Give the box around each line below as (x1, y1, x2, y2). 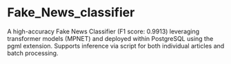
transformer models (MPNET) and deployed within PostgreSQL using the (7, 34, 214, 42)
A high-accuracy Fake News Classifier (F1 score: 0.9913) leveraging (7, 27, 200, 35)
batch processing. (7, 49, 59, 57)
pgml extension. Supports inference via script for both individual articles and (7, 42, 225, 50)
